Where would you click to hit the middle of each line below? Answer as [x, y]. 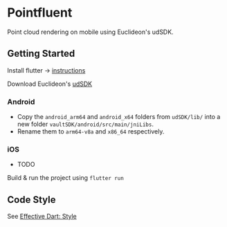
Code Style [31, 200]
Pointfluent [40, 13]
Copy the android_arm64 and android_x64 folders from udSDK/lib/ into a [119, 117]
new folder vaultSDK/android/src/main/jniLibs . [85, 124]
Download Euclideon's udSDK [50, 84]
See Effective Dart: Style [42, 217]
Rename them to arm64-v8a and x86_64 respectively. [91, 131]
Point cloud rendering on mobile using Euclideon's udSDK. [91, 32]
